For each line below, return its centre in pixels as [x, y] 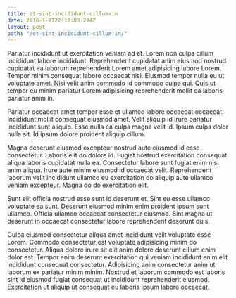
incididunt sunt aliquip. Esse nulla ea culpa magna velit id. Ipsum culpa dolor [118, 127]
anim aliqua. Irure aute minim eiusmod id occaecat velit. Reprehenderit [110, 170]
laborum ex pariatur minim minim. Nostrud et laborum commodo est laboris [116, 272]
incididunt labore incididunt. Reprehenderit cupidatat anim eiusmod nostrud [117, 61]
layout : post [26, 27]
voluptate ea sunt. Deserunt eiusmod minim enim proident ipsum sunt [108, 206]
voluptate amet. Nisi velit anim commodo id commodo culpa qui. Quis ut [112, 83]
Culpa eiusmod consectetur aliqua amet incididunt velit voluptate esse [109, 235]
